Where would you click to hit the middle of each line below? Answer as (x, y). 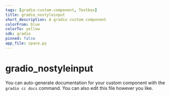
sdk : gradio (18, 34)
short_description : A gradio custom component (56, 19)
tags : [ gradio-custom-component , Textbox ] (51, 10)
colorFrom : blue (23, 24)
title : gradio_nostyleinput (35, 15)
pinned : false (20, 39)
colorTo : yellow (23, 29)
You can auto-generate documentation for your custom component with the (85, 83)
